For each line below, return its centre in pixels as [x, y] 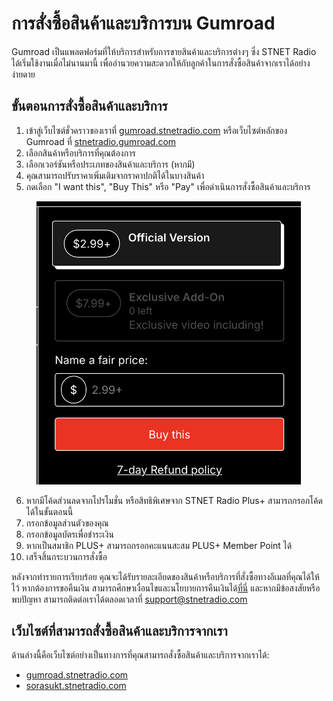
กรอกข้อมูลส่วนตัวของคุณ [67, 523]
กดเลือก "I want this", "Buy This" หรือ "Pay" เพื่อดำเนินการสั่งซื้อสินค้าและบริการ [168, 186]
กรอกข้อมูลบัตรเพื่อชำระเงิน [69, 534]
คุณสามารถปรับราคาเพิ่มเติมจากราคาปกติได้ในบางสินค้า [115, 175]
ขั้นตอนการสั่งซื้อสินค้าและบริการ [89, 106]
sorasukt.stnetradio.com [76, 686]
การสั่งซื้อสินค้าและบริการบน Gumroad [143, 23]
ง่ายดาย [23, 74]
